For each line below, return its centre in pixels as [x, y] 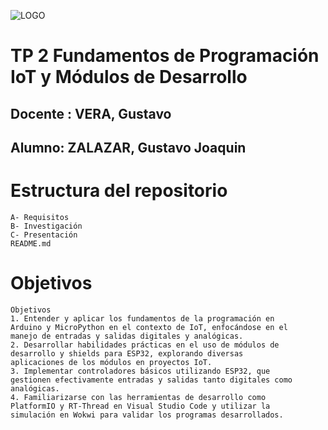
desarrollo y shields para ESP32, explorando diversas [127, 353]
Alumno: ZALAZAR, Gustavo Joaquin [128, 147]
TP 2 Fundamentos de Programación [165, 56]
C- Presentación [44, 235]
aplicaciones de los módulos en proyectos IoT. [111, 362]
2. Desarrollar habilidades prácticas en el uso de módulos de [145, 345]
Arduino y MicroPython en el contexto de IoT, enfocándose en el [149, 327]
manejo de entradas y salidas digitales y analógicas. [127, 336]
